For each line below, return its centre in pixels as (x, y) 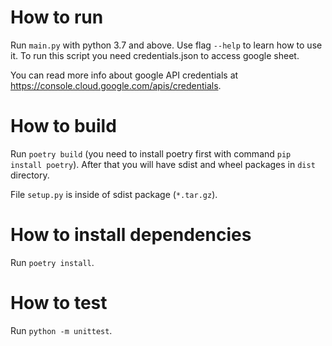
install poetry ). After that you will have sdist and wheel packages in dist (163, 164)
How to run (57, 17)
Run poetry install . (52, 262)
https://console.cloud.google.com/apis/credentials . (116, 85)
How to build (63, 126)
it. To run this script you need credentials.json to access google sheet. (155, 55)
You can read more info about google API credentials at (124, 75)
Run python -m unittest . (61, 330)
